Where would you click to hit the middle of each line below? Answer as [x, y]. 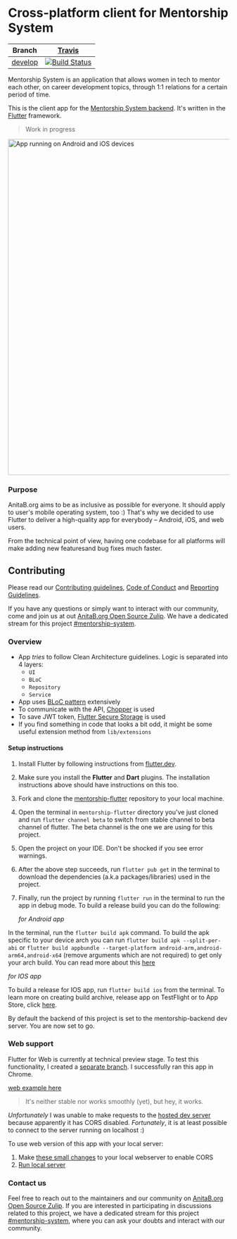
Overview [25, 642]
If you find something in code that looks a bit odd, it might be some [115, 724]
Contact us [27, 1183]
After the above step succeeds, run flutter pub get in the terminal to [119, 869]
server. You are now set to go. [51, 1026]
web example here [35, 1088]
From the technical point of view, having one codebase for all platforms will [117, 541]
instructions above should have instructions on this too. [98, 784]
